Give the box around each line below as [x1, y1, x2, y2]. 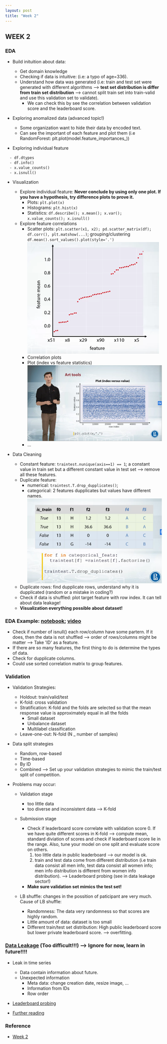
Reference [5, 1022, 31, 1029]
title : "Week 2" [5, 13, 39, 18]
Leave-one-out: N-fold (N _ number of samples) [19, 731, 118, 737]
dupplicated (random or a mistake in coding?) [19, 589, 113, 595]
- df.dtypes [9, 155, 35, 161]
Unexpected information [19, 975, 70, 981]
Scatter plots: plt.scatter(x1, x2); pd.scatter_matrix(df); [27, 226, 152, 232]
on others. [27, 846, 49, 853]
